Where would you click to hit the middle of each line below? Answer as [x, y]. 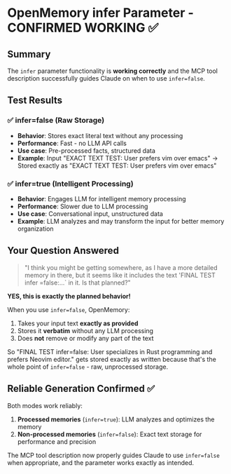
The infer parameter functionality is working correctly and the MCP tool [113, 71]
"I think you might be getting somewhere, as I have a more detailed [121, 267]
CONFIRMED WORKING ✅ [83, 28]
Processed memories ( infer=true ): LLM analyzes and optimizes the [116, 419]
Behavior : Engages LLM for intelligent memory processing [102, 198]
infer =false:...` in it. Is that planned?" [77, 283]
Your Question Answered [63, 251]
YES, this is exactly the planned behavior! [69, 296]
